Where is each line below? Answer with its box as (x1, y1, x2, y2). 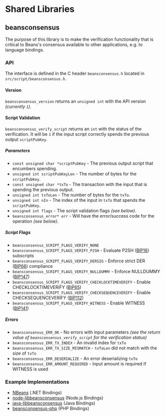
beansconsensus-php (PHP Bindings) (12, 405, 90, 411)
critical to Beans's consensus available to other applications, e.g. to (5, 42, 143, 48)
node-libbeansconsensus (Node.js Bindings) (12, 395, 104, 401)
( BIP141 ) (12, 305, 29, 311)
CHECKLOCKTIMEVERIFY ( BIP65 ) (12, 284, 82, 290)
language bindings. (5, 47, 45, 53)
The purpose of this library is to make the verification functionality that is (5, 36, 154, 42)
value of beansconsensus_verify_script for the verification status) (12, 334, 147, 340)
